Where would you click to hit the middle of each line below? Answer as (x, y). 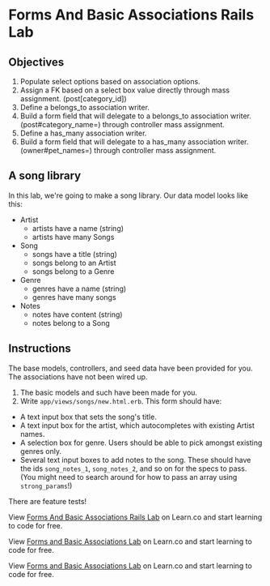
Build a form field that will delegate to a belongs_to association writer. (136, 116)
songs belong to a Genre (73, 271)
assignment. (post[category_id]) (73, 98)
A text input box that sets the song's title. (89, 417)
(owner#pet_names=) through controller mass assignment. (118, 150)
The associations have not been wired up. (78, 376)
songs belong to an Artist (74, 263)
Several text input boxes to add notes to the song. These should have (135, 460)
